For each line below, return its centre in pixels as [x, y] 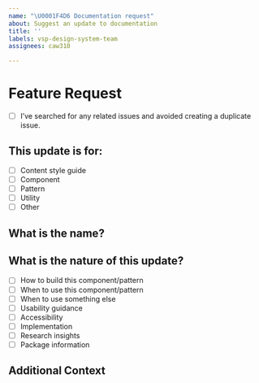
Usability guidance [51, 308]
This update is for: [56, 151]
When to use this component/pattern [82, 289]
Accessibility [41, 317]
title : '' [25, 31]
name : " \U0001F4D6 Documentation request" [81, 16]
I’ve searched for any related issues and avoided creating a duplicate [136, 116]
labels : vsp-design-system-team [63, 39]
